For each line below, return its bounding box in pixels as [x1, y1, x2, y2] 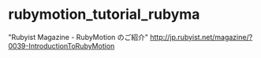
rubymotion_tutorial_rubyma [8, 5, 200, 24]
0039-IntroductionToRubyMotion [8, 41, 115, 50]
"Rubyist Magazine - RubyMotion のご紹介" [8, 32, 148, 42]
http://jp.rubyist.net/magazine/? [149, 32, 253, 42]
